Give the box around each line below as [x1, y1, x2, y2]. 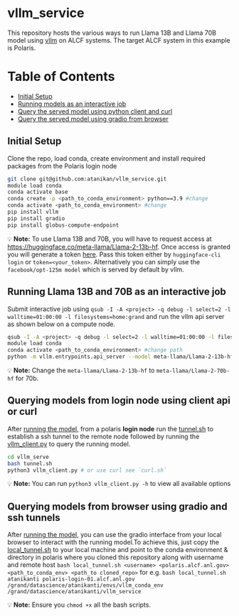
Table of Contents [7, 69, 115, 85]
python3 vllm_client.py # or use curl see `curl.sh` [7, 467, 167, 474]
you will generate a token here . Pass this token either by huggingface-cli [7, 250, 221, 259]
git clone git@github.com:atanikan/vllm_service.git [7, 175, 167, 183]
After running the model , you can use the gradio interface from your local [7, 531, 222, 539]
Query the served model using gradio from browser [17, 114, 169, 123]
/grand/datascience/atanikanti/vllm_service [7, 588, 142, 595]
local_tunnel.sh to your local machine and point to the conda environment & [7, 546, 228, 554]
